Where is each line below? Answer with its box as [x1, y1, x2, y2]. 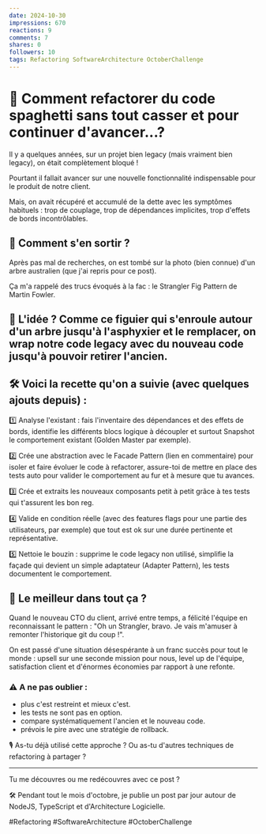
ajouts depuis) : [9, 394, 88, 407]
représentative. [9, 533, 58, 542]
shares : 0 [9, 41, 42, 49]
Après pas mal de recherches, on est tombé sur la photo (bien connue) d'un [9, 258, 256, 267]
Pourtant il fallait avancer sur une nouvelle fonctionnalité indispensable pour [9, 173, 256, 183]
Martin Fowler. [9, 289, 56, 299]
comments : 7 [9, 33, 48, 42]
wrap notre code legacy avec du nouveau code [9, 338, 244, 351]
